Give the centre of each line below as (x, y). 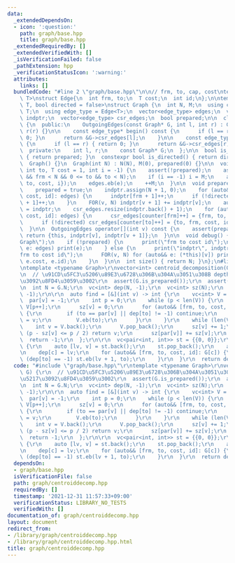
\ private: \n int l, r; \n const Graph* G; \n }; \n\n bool (119, 151)
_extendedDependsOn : (43, 20)
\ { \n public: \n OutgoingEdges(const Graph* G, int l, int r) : (122, 124)
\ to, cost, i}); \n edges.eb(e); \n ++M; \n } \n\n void (112, 183)
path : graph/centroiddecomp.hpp (61, 483)
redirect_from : (29, 529)
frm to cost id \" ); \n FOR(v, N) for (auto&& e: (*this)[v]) (117, 255)
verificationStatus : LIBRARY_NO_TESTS (70, 503)
